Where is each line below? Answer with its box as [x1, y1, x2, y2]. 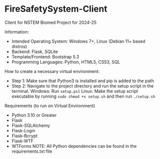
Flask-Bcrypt [11, 133, 37, 139]
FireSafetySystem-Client [4, 3, 107, 15]
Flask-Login [11, 127, 36, 133]
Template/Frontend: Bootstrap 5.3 [11, 53, 79, 59]
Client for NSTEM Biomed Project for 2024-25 [4, 19, 97, 25]
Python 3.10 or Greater [11, 112, 57, 118]
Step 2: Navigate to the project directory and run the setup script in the [11, 83, 154, 88]
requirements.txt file [11, 148, 53, 154]
